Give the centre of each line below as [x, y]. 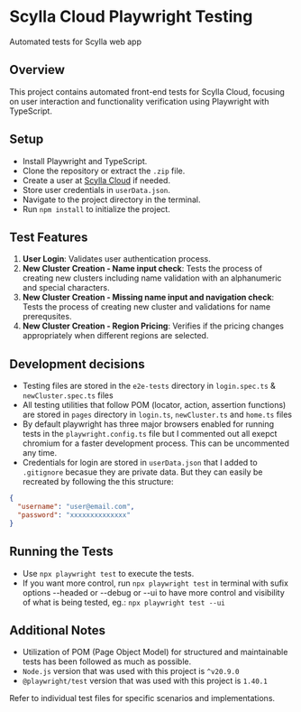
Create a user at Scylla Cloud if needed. [96, 180]
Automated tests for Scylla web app [76, 42]
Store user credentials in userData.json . [96, 190]
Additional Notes [58, 630]
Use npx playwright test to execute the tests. [108, 573]
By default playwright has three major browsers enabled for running [148, 424]
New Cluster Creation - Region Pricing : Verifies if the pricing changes [153, 326]
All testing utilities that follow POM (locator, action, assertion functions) [154, 405]
